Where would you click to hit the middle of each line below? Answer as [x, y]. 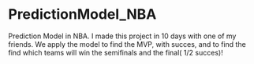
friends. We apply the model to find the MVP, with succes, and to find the [127, 44]
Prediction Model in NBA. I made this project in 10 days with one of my [122, 36]
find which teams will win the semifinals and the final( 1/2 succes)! [116, 52]
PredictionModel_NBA [82, 14]
